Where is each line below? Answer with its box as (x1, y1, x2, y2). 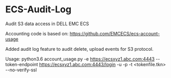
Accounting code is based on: (5, 30, 69, 36)
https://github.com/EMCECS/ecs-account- (69, 30, 160, 36)
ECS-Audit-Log (5, 4, 72, 15)
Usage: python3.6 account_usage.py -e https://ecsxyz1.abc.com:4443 (5, 55, 155, 62)
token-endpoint (5, 61, 39, 67)
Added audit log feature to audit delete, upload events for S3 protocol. (5, 46, 154, 52)
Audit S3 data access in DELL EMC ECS (5, 21, 89, 27)
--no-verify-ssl (5, 67, 37, 73)
